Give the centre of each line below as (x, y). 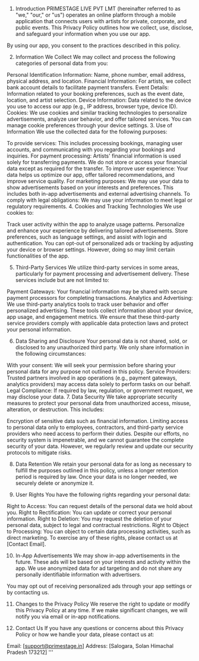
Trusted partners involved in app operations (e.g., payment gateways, (92, 378)
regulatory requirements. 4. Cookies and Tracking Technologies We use (94, 206)
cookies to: (20, 213)
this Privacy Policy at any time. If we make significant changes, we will (101, 610)
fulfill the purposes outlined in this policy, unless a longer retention (97, 470)
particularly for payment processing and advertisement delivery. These (102, 274)
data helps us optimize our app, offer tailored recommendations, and (91, 175)
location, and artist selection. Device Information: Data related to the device (99, 100)
